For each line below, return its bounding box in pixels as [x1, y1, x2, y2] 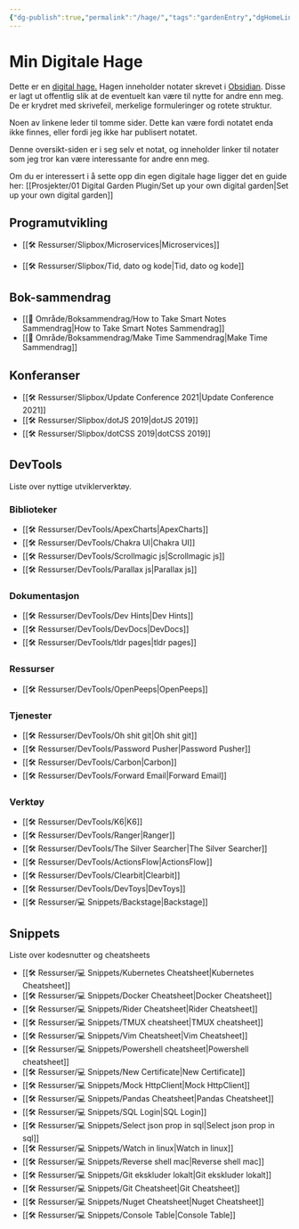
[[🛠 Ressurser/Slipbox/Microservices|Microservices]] [21, 240, 220, 250]
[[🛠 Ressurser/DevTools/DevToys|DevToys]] [21, 883, 186, 894]
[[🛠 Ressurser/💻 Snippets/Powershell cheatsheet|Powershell [21, 1044, 249, 1054]
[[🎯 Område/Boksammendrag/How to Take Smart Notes [21, 314, 227, 324]
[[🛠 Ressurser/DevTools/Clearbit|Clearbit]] [21, 870, 181, 881]
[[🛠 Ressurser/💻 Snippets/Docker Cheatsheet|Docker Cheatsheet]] [21, 990, 273, 1001]
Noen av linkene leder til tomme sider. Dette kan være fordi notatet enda [9, 117, 274, 127]
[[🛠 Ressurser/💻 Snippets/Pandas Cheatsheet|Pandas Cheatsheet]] [21, 1094, 274, 1104]
